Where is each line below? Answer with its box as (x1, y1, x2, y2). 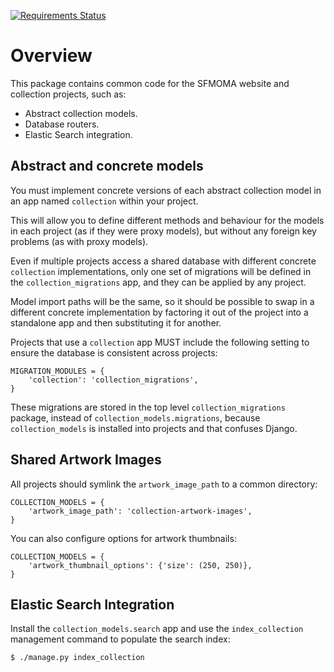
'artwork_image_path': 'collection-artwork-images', (28, 506, 253, 516)
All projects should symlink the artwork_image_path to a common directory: (10, 478, 318, 490)
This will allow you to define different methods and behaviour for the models (10, 214, 325, 226)
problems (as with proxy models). (10, 235, 149, 247)
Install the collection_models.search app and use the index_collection (10, 623, 304, 635)
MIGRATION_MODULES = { (10, 366, 105, 376)
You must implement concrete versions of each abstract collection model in (10, 184, 322, 196)
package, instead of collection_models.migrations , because (10, 411, 261, 424)
